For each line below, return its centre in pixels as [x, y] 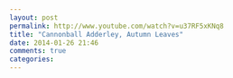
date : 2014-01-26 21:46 [54, 43]
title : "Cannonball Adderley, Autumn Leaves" [96, 34]
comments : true [38, 51]
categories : [32, 59]
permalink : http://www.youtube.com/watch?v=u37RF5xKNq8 [116, 26]
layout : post [34, 17]
